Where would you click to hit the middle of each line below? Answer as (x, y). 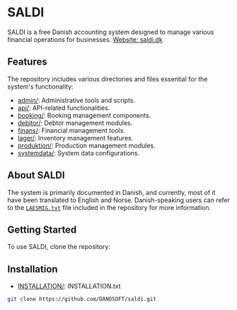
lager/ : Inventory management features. (75, 138)
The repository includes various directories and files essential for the (108, 79)
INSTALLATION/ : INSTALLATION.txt (69, 286)
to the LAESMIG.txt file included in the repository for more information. (109, 207)
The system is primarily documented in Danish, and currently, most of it (111, 192)
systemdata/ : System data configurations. (79, 153)
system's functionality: (40, 87)
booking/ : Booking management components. (84, 115)
